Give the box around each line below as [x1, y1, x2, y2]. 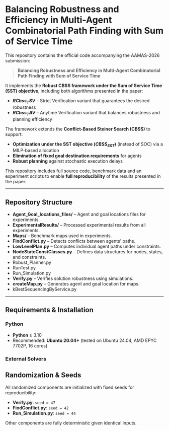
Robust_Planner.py [12, 259, 52, 265]
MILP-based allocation [12, 148, 59, 154]
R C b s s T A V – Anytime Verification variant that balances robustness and [12, 109, 160, 117]
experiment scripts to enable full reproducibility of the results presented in [5, 173, 161, 179]
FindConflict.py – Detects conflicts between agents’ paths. [12, 238, 136, 244]
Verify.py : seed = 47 [12, 399, 55, 405]
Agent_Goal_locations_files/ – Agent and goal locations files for [12, 211, 146, 218]
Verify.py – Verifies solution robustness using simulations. [12, 275, 134, 281]
